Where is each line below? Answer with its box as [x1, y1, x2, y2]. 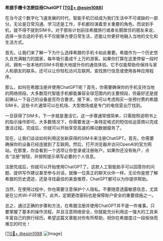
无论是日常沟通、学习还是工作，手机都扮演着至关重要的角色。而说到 [13, 21, 149, 27]
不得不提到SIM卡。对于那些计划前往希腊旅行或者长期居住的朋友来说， [17, 27, 158, 33]
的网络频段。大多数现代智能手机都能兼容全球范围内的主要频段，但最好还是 [5, 90, 154, 96]
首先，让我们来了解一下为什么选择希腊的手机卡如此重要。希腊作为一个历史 [5, 50, 154, 55]
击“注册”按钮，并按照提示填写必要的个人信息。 [5, 154, 98, 159]
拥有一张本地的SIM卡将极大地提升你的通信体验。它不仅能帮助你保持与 [13, 62, 153, 68]
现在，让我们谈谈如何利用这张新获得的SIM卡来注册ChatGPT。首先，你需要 [5, 136, 154, 141]
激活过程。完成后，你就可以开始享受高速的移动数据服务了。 [5, 125, 124, 131]
